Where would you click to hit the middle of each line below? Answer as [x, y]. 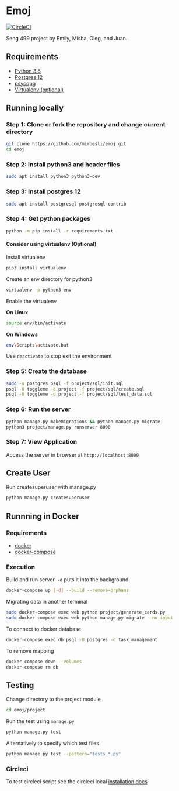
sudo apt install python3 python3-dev [53, 177]
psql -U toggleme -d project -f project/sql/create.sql [75, 389]
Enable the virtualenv [31, 301]
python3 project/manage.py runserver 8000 [58, 427]
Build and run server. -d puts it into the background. [68, 580]
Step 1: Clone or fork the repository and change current [86, 125]
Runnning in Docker [43, 516]
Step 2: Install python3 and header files [63, 165]
